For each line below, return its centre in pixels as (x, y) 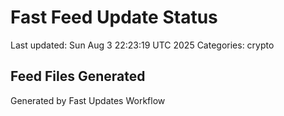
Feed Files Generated (78, 76)
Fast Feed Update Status (114, 17)
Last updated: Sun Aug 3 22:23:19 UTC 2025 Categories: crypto (142, 45)
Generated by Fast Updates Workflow (88, 100)
